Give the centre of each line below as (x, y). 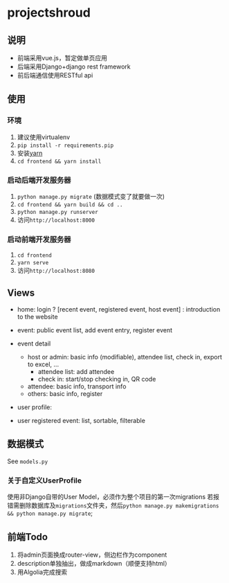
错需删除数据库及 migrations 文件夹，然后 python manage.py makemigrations (113, 505)
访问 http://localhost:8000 (56, 219)
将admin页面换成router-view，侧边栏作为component (92, 555)
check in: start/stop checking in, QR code (97, 379)
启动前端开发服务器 (39, 239)
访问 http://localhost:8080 (56, 271)
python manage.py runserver (57, 212)
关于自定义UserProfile (44, 481)
